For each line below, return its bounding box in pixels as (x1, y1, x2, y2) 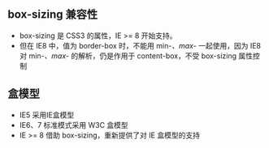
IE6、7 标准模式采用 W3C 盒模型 (19, 120, 129, 129)
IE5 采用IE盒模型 (19, 110, 75, 120)
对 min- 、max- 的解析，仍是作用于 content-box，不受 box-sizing (19, 51, 237, 61)
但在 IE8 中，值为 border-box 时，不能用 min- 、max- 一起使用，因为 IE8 (19, 40, 262, 50)
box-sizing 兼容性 (7, 7, 98, 22)
